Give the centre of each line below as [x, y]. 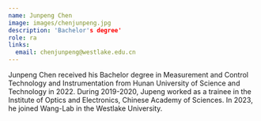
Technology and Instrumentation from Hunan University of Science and [124, 83]
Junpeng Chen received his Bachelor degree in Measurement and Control [129, 75]
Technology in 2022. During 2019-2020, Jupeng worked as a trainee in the [130, 91]
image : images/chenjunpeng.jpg [60, 23]
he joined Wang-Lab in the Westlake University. [85, 108]
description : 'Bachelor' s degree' [65, 30]
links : [19, 45]
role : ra [23, 38]
